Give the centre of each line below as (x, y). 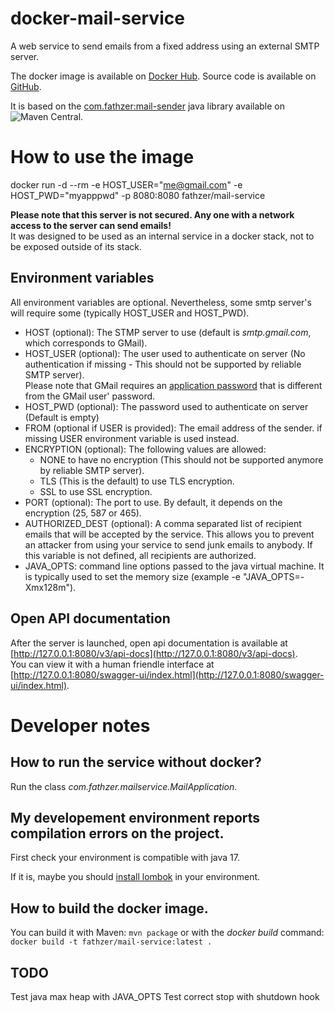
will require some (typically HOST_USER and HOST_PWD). (130, 313)
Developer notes (80, 725)
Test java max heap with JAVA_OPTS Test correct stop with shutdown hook (165, 996)
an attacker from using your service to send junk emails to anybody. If (168, 544)
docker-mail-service (97, 18)
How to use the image (102, 157)
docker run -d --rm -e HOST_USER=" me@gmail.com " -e (126, 184)
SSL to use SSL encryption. (96, 491)
